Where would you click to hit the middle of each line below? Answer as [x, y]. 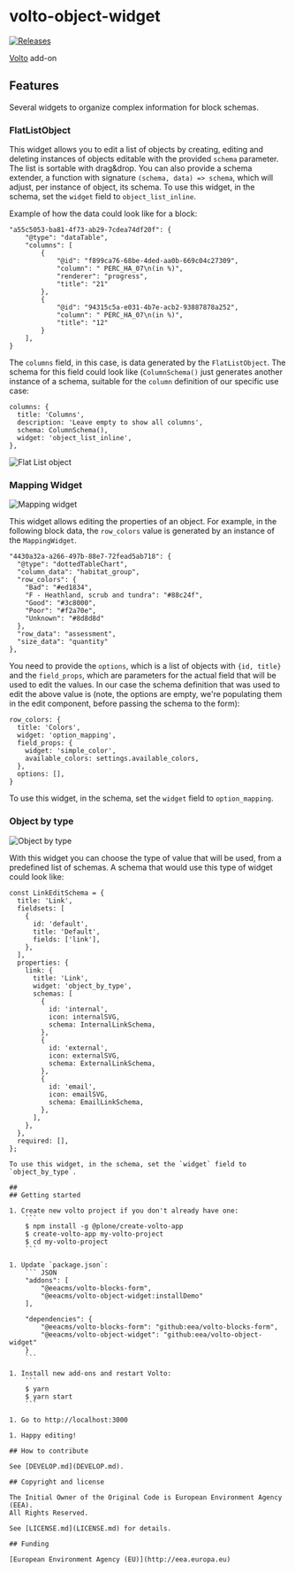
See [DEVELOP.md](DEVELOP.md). [67, 1466]
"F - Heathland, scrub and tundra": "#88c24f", [114, 595]
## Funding [29, 1544]
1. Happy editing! [43, 1435]
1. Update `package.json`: [59, 1265]
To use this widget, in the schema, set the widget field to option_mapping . [141, 798]
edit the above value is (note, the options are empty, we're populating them [146, 694]
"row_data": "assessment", [67, 634]
